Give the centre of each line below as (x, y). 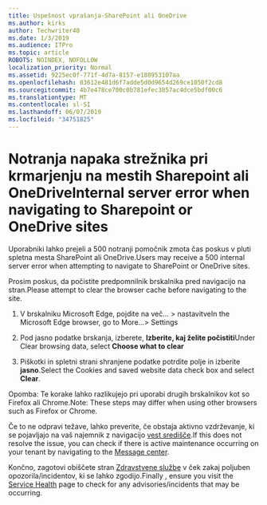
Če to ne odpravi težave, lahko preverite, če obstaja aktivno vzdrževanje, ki (132, 426)
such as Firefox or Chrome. (53, 411)
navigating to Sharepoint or (100, 210)
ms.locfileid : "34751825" (51, 120)
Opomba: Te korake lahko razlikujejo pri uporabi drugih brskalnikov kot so (129, 394)
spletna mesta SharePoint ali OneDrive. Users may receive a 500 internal (127, 257)
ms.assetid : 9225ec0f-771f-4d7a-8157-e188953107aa (94, 75)
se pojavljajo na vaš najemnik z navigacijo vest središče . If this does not (125, 435)
